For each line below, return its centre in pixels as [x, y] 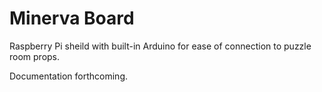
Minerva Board [72, 18]
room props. [35, 56]
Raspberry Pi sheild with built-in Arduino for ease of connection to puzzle [160, 46]
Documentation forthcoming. [69, 76]
